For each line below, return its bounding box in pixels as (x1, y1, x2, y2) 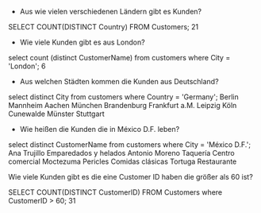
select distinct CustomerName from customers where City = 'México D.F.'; (8, 140, 251, 149)
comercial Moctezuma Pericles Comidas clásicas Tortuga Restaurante (8, 157, 237, 166)
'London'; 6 (8, 61, 46, 71)
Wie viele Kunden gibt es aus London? (19, 37, 145, 47)
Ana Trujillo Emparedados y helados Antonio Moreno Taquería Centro (8, 149, 236, 157)
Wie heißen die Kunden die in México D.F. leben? (19, 125, 180, 134)
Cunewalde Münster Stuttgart (8, 109, 105, 118)
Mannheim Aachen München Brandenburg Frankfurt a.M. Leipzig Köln (8, 101, 237, 110)
